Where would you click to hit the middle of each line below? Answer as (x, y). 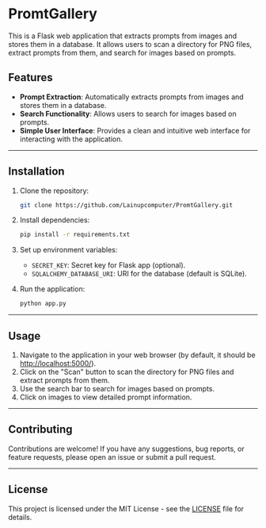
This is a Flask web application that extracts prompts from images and (123, 36)
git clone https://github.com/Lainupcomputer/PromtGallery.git (126, 205)
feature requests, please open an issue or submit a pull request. (112, 457)
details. (20, 517)
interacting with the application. (71, 139)
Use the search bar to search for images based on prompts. (117, 389)
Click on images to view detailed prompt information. (106, 397)
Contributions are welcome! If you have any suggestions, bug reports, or (126, 449)
